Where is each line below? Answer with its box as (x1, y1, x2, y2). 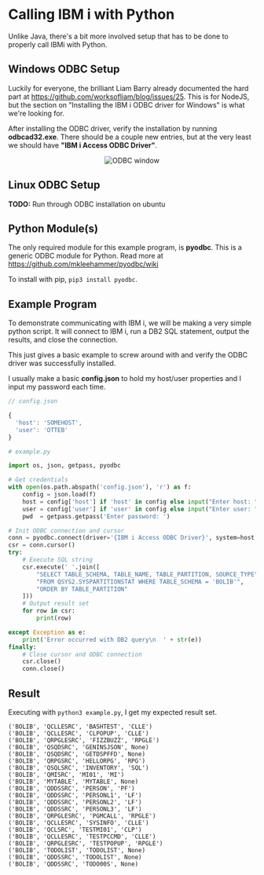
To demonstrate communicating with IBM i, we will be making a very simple (8, 318, 252, 328)
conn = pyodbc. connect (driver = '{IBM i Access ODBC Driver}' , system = (8, 534, 241, 542)
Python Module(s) (8, 221, 98, 235)
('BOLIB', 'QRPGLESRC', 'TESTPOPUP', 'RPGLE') (8, 840, 163, 848)
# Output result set (22, 599, 90, 608)
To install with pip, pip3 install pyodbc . (8, 275, 137, 284)
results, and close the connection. (8, 335, 118, 345)
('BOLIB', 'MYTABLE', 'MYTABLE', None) (8, 778, 139, 785)
